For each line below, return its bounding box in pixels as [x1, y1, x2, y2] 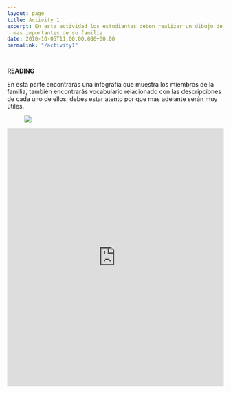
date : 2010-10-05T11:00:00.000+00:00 [7, 36, 115, 43]
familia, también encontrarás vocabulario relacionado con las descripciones [7, 87, 222, 96]
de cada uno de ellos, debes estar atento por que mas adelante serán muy [7, 95, 218, 103]
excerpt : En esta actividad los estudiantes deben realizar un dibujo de [7, 23, 223, 30]
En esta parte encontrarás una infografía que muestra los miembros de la [7, 80, 214, 88]
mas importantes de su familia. [13, 29, 107, 36]
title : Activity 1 [7, 16, 60, 23]
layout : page [7, 10, 45, 17]
